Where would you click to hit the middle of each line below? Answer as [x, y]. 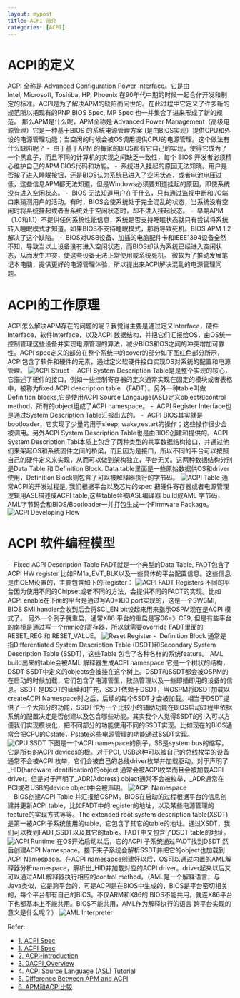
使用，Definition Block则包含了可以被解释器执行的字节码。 [93, 478]
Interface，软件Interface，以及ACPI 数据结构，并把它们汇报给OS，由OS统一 [120, 335]
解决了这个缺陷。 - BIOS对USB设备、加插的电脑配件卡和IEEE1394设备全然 [117, 238]
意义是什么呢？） [32, 913]
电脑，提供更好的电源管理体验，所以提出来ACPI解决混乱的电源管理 [118, 264]
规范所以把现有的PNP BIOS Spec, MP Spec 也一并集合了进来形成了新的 [112, 113]
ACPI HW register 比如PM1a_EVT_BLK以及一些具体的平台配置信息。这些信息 [119, 574]
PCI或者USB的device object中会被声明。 [67, 788]
